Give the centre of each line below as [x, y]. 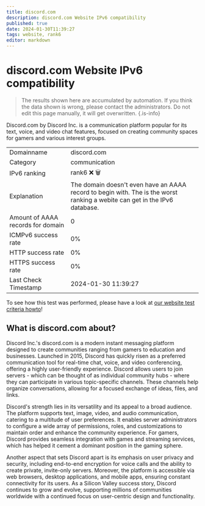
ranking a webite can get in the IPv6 [122, 200]
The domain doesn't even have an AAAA [128, 185]
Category [23, 162]
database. [85, 207]
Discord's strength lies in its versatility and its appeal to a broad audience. [99, 407]
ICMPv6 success [34, 235]
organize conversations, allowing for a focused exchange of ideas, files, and [102, 388]
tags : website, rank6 [34, 35]
